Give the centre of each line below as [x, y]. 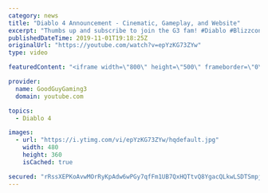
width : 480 [41, 148]
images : [21, 132]
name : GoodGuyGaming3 [51, 89]
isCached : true [48, 162]
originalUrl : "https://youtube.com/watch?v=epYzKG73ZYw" [105, 45]
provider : [25, 81]
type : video [28, 53]
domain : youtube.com [49, 96]
